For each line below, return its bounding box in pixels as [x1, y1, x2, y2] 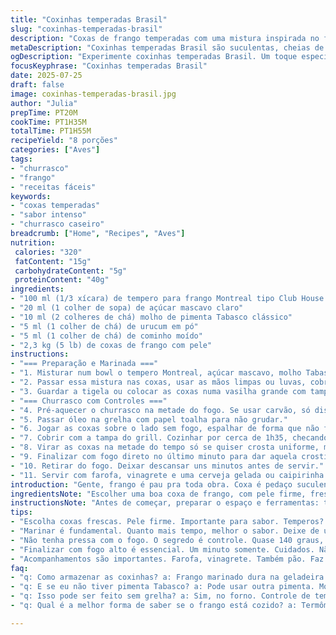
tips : [10, 507, 33, 518]
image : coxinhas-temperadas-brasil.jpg [10, 89, 177, 99]
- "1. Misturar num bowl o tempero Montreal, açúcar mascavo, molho [10, 368, 302, 378]
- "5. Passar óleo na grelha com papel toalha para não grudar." [10, 414, 288, 425]
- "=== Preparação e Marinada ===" [10, 359, 159, 369]
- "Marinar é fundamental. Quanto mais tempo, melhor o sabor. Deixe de [10, 526, 320, 536]
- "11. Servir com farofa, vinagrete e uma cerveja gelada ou [10, 470, 275, 480]
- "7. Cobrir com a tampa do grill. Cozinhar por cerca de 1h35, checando [10, 433, 329, 443]
